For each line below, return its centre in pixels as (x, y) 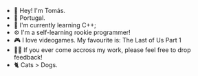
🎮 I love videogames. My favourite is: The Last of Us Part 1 (97, 40)
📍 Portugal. (30, 18)
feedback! (28, 57)
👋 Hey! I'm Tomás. (40, 11)
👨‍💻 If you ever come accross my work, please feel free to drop (102, 50)
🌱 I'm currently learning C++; (55, 25)
